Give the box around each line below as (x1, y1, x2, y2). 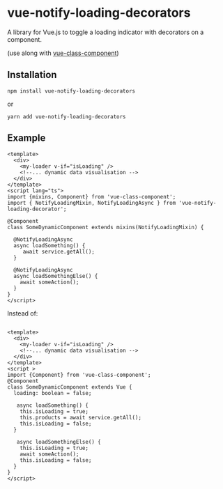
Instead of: (7, 309, 38, 318)
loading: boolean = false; (13, 389, 92, 396)
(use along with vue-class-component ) (7, 49, 120, 57)
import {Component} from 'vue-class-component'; (7, 371, 151, 378)
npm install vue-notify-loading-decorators (7, 87, 136, 95)
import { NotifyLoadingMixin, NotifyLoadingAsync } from (7, 199, 176, 206)
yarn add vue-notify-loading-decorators (7, 113, 127, 120)
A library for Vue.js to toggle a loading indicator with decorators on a (7, 28, 204, 36)
